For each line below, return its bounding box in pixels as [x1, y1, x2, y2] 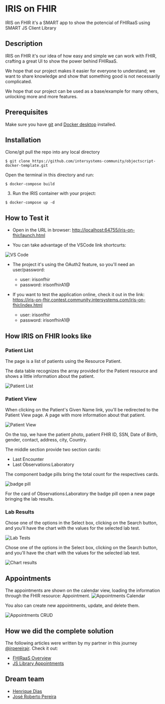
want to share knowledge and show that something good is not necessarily [5, 73, 160, 79]
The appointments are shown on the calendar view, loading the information [5, 587, 160, 594]
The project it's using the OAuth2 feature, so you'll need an [12, 262, 135, 268]
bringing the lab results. [5, 496, 54, 502]
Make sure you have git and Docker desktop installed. [5, 121, 116, 127]
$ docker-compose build [5, 181, 55, 187]
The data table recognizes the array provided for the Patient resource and [5, 368, 158, 374]
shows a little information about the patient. [5, 373, 95, 379]
